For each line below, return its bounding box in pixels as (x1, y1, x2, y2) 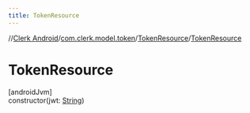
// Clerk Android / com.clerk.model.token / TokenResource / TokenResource (8, 33, 242, 43)
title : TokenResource (8, 11, 80, 20)
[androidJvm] (8, 87, 53, 96)
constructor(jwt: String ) (8, 96, 85, 105)
